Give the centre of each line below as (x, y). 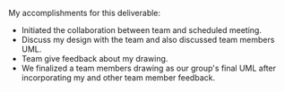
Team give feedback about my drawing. (95, 59)
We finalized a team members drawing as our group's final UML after (149, 68)
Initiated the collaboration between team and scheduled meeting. (141, 30)
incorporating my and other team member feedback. (118, 78)
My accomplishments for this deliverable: (85, 13)
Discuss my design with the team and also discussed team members (148, 40)
